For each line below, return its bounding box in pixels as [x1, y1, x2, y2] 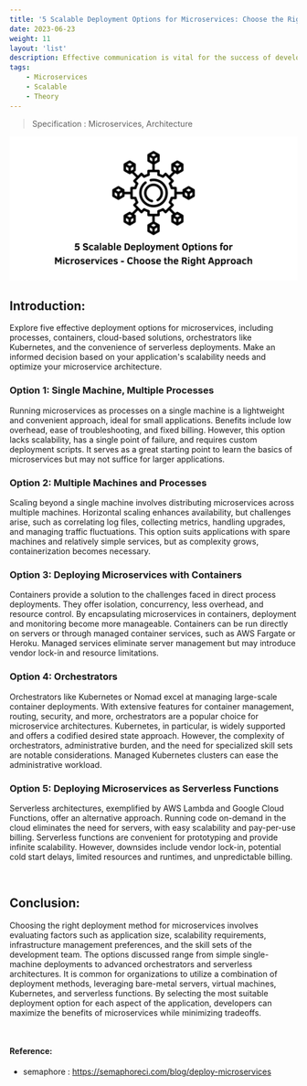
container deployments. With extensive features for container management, [9, 700, 294, 712]
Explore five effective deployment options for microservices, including [9, 323, 274, 334]
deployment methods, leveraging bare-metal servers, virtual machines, [9, 978, 277, 989]
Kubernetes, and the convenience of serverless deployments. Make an [9, 342, 276, 353]
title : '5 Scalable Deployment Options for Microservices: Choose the [9, 15, 284, 24]
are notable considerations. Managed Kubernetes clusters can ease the [9, 750, 279, 761]
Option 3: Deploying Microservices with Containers [9, 568, 242, 580]
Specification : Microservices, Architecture [31, 118, 194, 129]
